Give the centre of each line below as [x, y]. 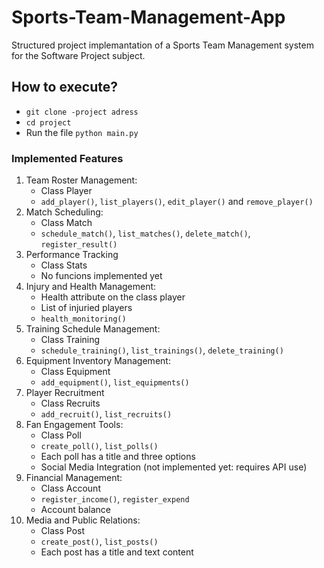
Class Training [70, 340]
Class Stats [64, 265]
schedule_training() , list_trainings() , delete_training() [162, 350]
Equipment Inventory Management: [98, 361]
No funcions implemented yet [101, 276]
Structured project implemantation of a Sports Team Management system [162, 45]
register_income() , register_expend [115, 499]
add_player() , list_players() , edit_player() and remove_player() [177, 202]
